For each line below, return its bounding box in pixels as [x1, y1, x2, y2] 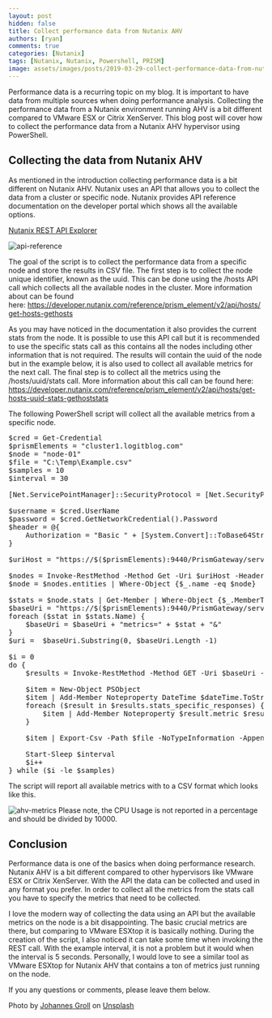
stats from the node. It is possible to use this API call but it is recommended [8, 333, 261, 342]
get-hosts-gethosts [8, 308, 74, 318]
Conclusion [8, 837, 68, 851]
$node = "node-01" [8, 449, 82, 458]
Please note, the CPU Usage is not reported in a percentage [57, 805, 258, 815]
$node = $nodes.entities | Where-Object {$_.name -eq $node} [8, 579, 257, 588]
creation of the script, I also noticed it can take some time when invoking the [8, 934, 263, 945]
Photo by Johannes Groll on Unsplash [8, 1001, 134, 1011]
